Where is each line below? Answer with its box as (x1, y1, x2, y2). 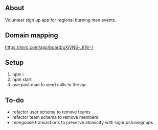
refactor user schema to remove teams (12, 109, 91, 115)
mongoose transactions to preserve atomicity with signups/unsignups (12, 120, 153, 126)
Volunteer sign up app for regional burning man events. (5, 17, 116, 23)
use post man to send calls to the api (12, 82, 87, 88)
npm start (12, 77, 32, 82)
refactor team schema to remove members (12, 114, 99, 120)
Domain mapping (5, 31, 59, 40)
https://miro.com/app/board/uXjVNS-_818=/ (5, 44, 93, 50)
